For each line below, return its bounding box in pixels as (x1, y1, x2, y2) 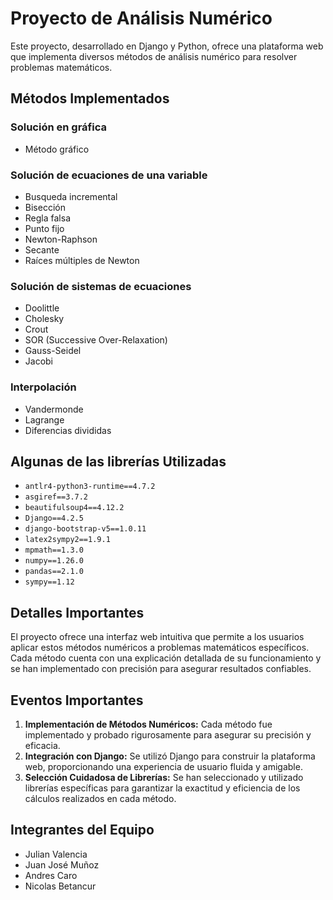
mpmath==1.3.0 (24, 545, 84, 556)
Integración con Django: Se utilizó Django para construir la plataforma (24, 750, 316, 762)
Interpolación (10, 380, 77, 394)
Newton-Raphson (24, 233, 98, 245)
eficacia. (24, 739, 61, 751)
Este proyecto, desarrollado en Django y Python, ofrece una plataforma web (10, 40, 324, 52)
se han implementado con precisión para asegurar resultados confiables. (10, 663, 312, 675)
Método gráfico (24, 143, 90, 155)
